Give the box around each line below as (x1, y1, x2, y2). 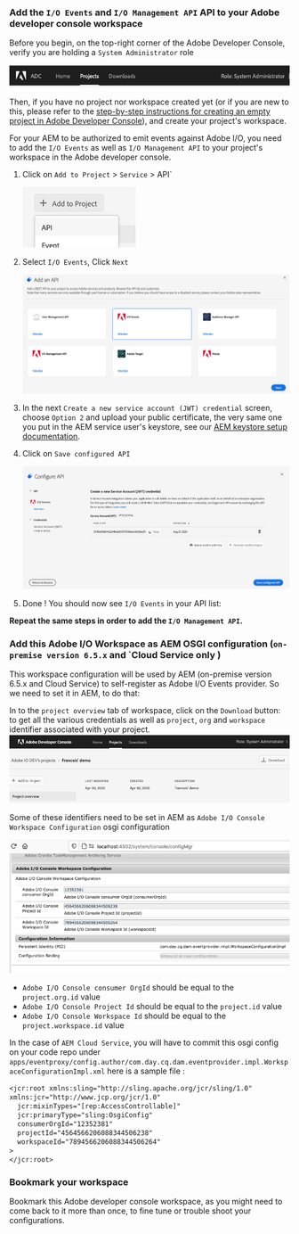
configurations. (9, 1215, 65, 1226)
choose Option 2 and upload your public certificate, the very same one (21, 412, 283, 423)
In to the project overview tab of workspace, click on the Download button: (9, 704, 281, 715)
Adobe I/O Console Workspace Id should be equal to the (21, 1010, 227, 1021)
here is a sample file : (106, 1065, 185, 1076)
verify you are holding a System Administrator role (9, 47, 194, 58)
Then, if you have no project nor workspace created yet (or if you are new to (9, 96, 289, 108)
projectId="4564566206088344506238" (17, 1128, 153, 1138)
